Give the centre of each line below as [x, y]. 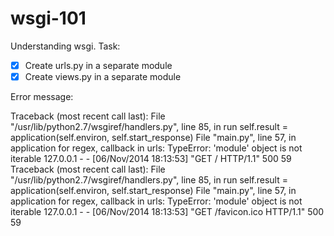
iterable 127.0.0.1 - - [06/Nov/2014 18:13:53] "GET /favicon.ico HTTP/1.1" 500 [167, 212]
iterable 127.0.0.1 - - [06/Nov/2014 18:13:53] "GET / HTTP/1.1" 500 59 [151, 159]
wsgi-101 [48, 18]
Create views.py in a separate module [103, 76]
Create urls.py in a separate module [98, 65]
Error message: [42, 97]
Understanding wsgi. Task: [65, 46]
